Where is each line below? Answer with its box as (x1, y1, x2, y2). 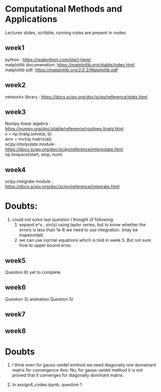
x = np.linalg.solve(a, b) (5, 131, 52, 137)
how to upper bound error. (19, 242, 72, 248)
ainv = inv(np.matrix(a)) (5, 136, 52, 142)
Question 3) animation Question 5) (5, 296, 73, 302)
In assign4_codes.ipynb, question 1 (12, 382, 82, 388)
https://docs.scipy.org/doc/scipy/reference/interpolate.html (5, 146, 123, 152)
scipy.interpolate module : (5, 141, 57, 147)
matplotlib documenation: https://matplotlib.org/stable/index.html (5, 62, 135, 67)
